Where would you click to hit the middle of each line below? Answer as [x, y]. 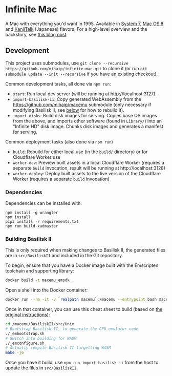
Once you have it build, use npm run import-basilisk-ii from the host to [82, 363]
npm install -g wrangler [32, 213]
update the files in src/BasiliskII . [42, 368]
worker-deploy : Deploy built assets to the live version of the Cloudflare [87, 173]
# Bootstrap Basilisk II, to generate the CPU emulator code [72, 329]
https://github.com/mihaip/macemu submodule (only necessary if [82, 105]
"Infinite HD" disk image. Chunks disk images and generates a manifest [88, 126]
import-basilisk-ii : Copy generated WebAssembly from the [77, 99]
